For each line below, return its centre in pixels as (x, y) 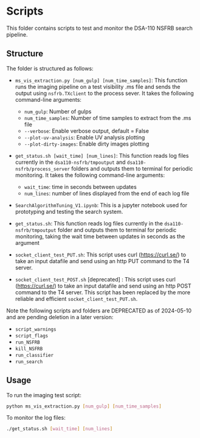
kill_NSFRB (29, 348)
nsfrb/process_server (42, 169)
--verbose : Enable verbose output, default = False (86, 131)
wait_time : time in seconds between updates (80, 186)
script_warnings (36, 329)
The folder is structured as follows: (50, 68)
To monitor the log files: (36, 418)
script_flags (32, 336)
